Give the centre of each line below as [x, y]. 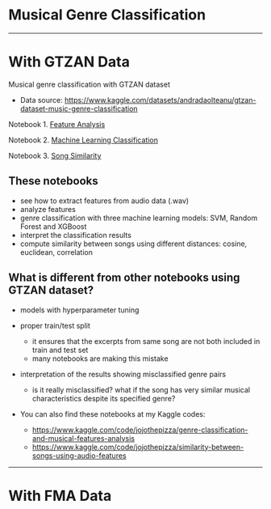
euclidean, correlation [56, 252]
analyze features [48, 209]
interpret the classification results [75, 235]
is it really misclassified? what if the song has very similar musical [141, 389]
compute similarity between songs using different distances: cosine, [133, 244]
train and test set [60, 350]
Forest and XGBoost [53, 226]
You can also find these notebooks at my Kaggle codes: [113, 414]
